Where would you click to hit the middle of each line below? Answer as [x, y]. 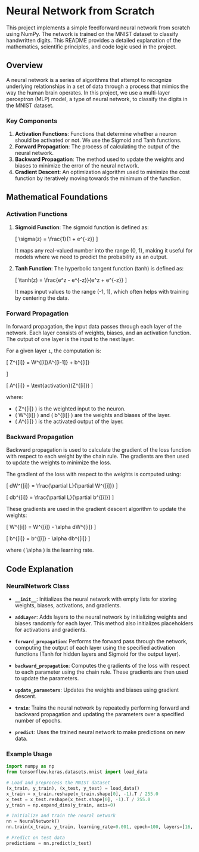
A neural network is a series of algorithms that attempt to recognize [89, 80]
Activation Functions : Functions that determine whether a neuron [96, 134]
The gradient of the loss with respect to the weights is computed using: [94, 474]
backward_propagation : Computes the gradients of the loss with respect [102, 666]
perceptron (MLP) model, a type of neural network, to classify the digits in [97, 99]
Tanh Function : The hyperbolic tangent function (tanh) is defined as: [99, 268]
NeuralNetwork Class [38, 586]
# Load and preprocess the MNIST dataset [58, 783]
